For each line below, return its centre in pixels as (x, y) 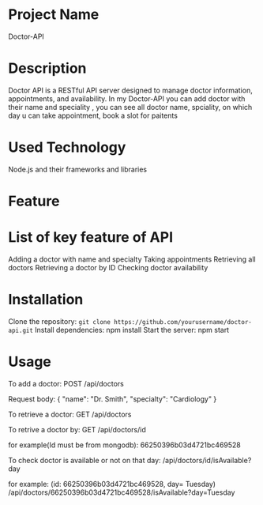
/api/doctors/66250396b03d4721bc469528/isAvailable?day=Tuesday (122, 492)
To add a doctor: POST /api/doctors (66, 383)
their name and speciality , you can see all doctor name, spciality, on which (130, 107)
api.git (21, 330)
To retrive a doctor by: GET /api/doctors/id (77, 429)
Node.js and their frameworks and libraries (78, 169)
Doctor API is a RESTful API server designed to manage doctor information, (130, 90)
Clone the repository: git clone (59, 321)
